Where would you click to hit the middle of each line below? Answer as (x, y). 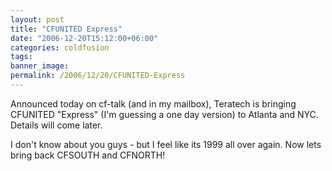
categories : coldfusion (60, 47)
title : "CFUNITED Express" (66, 29)
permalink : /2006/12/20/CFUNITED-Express (98, 76)
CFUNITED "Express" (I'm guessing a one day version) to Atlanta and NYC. (164, 114)
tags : (21, 57)
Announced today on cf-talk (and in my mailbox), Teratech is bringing (153, 103)
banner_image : (40, 66)
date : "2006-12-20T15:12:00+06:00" (84, 38)
